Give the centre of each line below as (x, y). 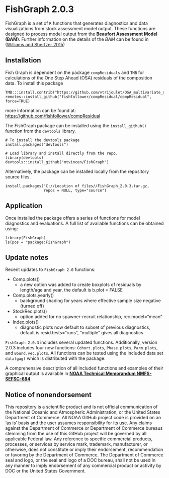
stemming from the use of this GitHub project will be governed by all (76, 434)
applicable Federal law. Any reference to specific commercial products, (79, 439)
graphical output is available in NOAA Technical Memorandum (70, 373)
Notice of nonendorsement (49, 395)
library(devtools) (24, 158)
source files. (18, 176)
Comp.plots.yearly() (33, 296)
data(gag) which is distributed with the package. (55, 358)
